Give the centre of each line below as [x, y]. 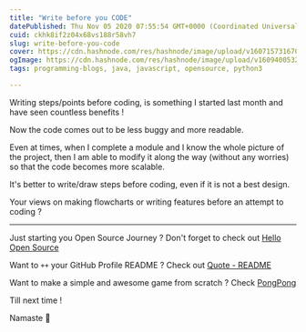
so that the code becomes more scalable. [87, 166]
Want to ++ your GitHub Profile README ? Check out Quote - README [140, 265]
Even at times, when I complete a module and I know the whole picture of [147, 147]
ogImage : [26, 60]
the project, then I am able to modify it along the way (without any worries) [149, 156]
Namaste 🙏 [30, 317]
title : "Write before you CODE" [71, 18]
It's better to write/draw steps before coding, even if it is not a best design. [150, 184]
